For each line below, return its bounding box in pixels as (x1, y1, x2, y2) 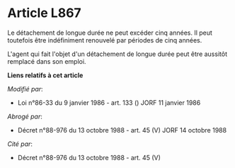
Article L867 (7, 5, 81, 21)
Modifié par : (7, 84, 44, 93)
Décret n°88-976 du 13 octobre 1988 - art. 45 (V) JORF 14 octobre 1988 (17, 125, 227, 134)
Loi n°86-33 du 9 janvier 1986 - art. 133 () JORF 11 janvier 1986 (17, 98, 201, 107)
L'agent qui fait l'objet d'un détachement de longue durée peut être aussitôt (7, 50, 228, 58)
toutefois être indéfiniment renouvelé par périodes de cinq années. (7, 35, 202, 44)
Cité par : (7, 140, 33, 148)
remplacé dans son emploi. (7, 57, 86, 65)
